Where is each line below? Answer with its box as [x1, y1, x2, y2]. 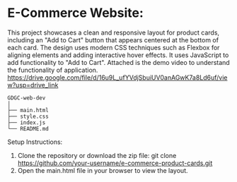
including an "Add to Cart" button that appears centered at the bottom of [7, 35, 219, 44]
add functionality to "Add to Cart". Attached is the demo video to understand [7, 58, 230, 66]
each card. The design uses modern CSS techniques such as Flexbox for [7, 43, 220, 51]
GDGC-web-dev [7, 94, 46, 102]
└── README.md [7, 125, 50, 132]
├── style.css [7, 113, 50, 120]
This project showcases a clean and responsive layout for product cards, [7, 28, 220, 37]
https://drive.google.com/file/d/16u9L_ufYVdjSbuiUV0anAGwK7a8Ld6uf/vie [7, 73, 228, 82]
